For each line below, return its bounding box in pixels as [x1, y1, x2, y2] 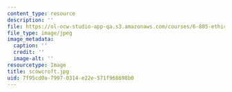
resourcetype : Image [7, 62, 67, 68]
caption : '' [13, 42, 48, 49]
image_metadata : [7, 36, 54, 43]
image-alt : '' [13, 55, 54, 62]
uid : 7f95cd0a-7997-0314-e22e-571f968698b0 [7, 74, 135, 82]
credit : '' [13, 49, 45, 56]
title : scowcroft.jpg [7, 68, 70, 75]
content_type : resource [7, 10, 76, 17]
